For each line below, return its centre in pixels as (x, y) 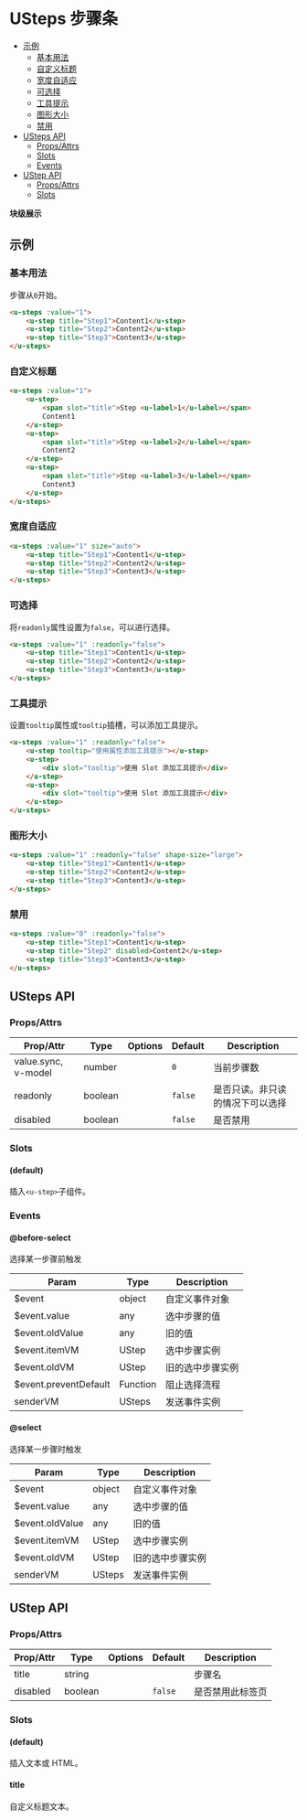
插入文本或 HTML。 (46, 1763)
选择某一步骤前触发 (46, 1259)
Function (138, 1385)
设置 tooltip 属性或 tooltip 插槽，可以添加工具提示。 (106, 725)
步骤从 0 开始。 (36, 294)
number (100, 1067)
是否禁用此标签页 (230, 1692)
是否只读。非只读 (250, 1089)
